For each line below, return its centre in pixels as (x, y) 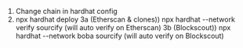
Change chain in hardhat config (66, 11)
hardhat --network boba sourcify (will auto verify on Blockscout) (120, 36)
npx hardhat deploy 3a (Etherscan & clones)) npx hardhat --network (125, 19)
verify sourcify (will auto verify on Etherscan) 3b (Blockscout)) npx (123, 27)
